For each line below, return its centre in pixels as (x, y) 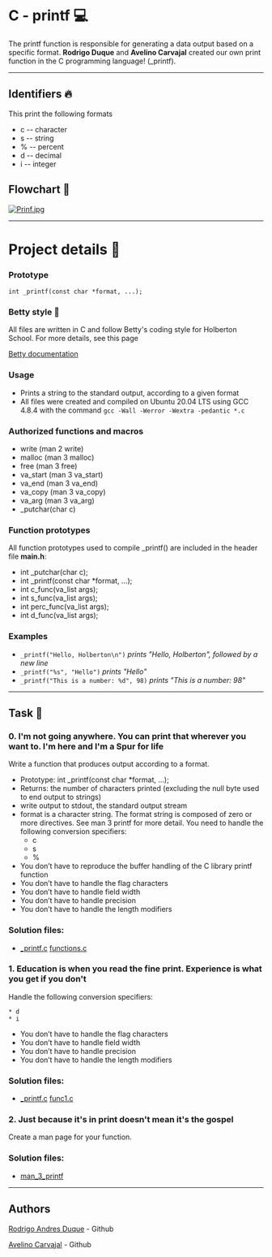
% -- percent (42, 146)
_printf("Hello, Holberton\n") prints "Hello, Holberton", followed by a (139, 654)
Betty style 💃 (34, 312)
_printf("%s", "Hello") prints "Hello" (83, 672)
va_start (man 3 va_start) (62, 474)
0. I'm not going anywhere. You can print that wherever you (127, 736)
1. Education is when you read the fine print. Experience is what (136, 969)
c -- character (43, 129)
